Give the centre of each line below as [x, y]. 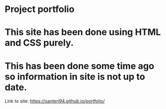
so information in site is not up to [75, 77]
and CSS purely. [39, 43]
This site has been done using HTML [83, 32]
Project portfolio [39, 9]
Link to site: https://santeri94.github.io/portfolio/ [55, 101]
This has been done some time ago [80, 66]
